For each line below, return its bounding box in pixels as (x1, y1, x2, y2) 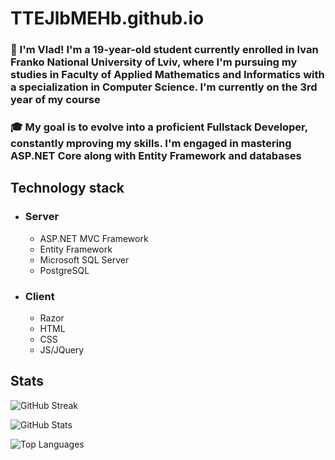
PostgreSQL (39, 264, 90, 276)
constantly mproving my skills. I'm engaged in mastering (10, 137, 292, 151)
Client (24, 289, 55, 303)
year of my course (10, 93, 101, 107)
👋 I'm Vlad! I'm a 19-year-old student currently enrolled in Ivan (10, 43, 319, 57)
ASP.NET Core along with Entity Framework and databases (10, 149, 302, 163)
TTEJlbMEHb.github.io (10, 7, 205, 30)
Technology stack (10, 180, 125, 197)
